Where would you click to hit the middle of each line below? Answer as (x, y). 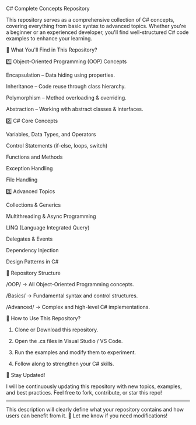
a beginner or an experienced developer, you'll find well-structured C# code (97, 32)
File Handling (22, 180)
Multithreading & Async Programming (51, 216)
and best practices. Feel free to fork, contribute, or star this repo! (84, 393)
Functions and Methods (34, 157)
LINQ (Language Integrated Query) (48, 227)
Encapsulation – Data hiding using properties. (61, 75)
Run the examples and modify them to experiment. (75, 352)
